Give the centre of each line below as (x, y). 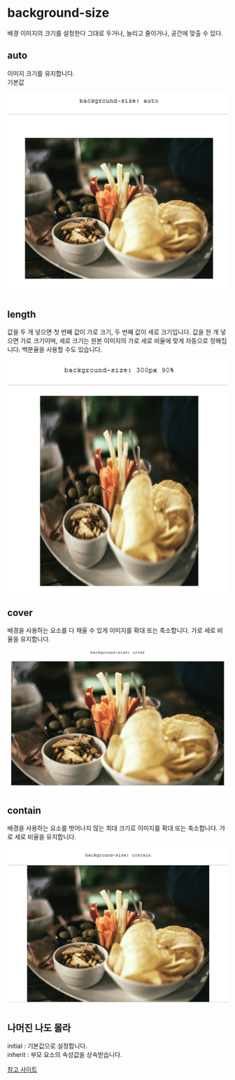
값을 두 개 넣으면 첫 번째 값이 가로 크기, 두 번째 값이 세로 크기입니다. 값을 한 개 (113, 332)
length (22, 314)
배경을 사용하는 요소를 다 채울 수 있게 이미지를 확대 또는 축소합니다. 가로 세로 (112, 631)
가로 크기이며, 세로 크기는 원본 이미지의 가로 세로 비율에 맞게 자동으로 (114, 341)
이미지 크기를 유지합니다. (41, 73)
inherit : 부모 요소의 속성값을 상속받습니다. (65, 1055)
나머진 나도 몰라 (39, 1028)
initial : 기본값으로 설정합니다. (47, 1046)
